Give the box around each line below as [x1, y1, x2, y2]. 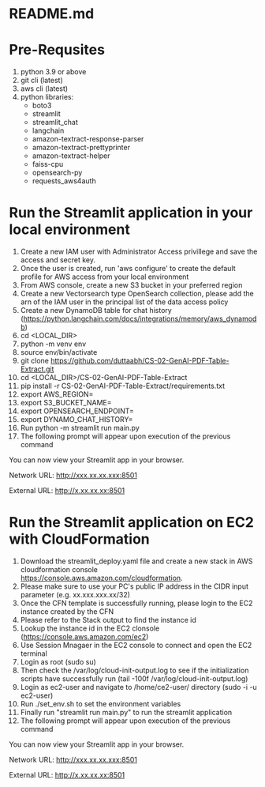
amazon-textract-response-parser [32, 134, 144, 144]
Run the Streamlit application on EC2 [9, 514, 255, 532]
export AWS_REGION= [20, 390, 94, 399]
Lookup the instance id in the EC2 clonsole [20, 623, 160, 633]
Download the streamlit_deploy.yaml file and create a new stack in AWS [20, 556, 253, 566]
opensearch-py [32, 168, 83, 178]
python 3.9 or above [20, 67, 87, 77]
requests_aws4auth [32, 176, 97, 186]
